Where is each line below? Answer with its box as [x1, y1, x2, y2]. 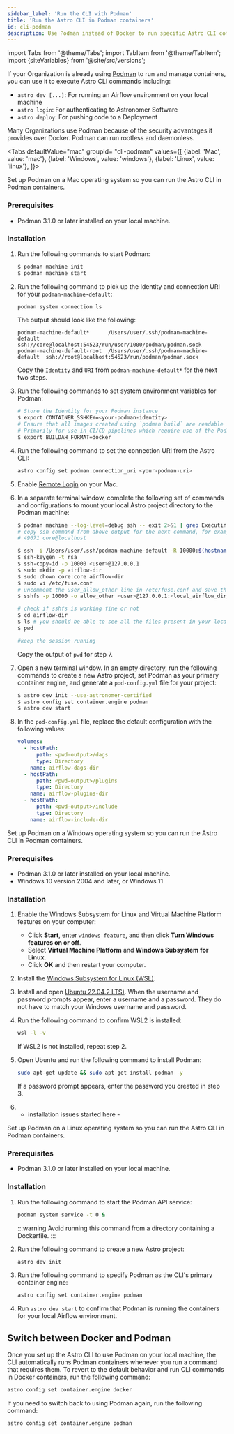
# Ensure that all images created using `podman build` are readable [17, 421, 224, 428]
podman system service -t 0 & [17, 1211, 106, 1218]
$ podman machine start [17, 269, 87, 276]
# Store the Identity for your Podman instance [17, 408, 158, 415]
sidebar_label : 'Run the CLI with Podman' [7, 10, 132, 17]
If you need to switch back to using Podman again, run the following [7, 1398, 203, 1407]
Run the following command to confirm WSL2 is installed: [17, 1016, 182, 1024]
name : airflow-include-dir [30, 816, 109, 823]
